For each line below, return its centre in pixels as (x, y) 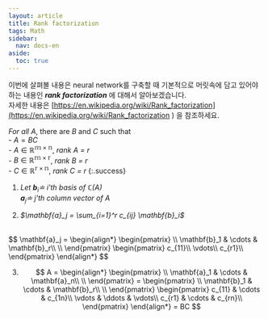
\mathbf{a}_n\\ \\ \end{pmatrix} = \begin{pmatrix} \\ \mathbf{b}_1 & (142, 281)
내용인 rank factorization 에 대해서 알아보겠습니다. (105, 94)
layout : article (36, 16)
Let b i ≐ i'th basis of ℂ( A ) (61, 188)
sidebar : (23, 38)
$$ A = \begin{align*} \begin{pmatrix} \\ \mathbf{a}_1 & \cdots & (141, 272)
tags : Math (27, 31)
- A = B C (23, 140)
